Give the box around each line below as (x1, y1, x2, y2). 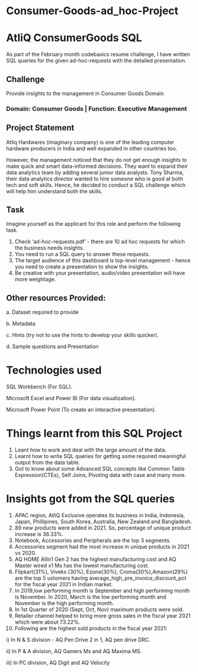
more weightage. (14, 276, 56, 283)
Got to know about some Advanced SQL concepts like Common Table (14, 465, 185, 472)
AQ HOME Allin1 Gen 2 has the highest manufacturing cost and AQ (14, 556, 177, 563)
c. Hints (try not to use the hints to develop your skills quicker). (6, 332, 159, 339)
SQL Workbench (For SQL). (6, 383, 73, 391)
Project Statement (6, 123, 74, 133)
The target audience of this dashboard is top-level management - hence (14, 257, 191, 264)
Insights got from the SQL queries (6, 492, 175, 506)
